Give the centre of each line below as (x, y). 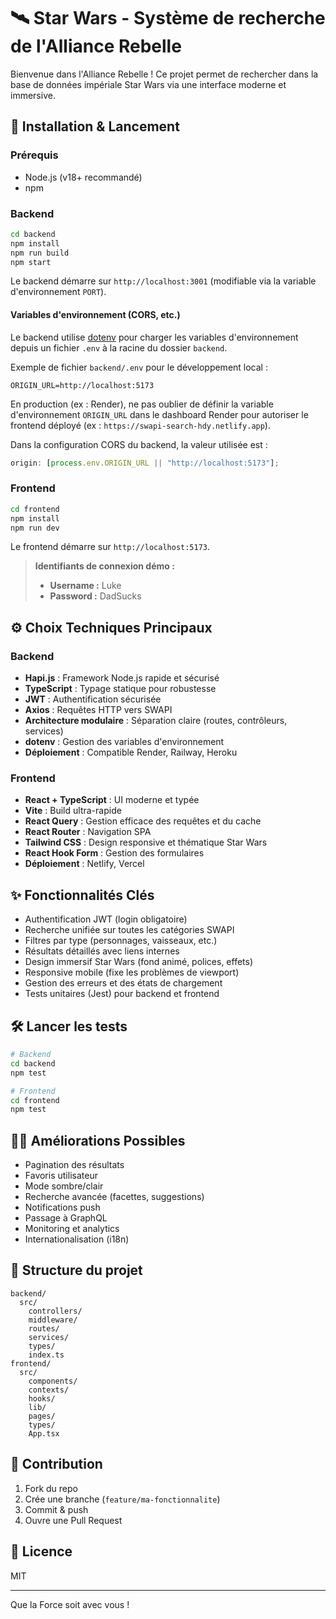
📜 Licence (41, 1551)
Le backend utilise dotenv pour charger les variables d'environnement (154, 337)
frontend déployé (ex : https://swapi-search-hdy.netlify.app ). (140, 425)
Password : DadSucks (95, 596)
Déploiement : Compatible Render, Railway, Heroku (131, 752)
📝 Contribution (56, 1464)
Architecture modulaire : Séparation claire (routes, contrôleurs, (156, 721)
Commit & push (56, 1509)
